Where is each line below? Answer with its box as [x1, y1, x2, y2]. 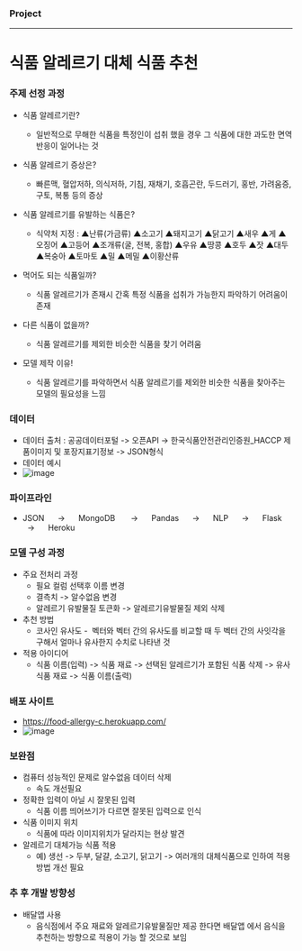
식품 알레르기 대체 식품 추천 [9, 53, 199, 74]
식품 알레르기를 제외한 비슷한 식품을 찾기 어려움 [35, 338, 202, 349]
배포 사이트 [9, 695, 55, 708]
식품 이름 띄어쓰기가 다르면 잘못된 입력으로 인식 [35, 806, 202, 817]
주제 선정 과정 [9, 87, 66, 100]
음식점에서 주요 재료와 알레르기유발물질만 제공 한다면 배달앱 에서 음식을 [35, 920, 286, 931]
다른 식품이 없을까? [22, 319, 90, 330]
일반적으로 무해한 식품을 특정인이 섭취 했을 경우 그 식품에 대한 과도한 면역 [35, 129, 293, 140]
